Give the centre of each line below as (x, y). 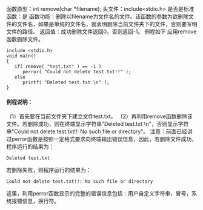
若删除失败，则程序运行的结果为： (49, 170)
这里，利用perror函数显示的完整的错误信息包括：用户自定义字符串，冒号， (99, 194)
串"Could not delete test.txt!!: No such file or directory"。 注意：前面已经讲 (99, 131)
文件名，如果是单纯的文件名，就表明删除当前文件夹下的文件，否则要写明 (107, 24)
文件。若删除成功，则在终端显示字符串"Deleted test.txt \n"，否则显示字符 (98, 124)
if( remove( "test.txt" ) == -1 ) (58, 67)
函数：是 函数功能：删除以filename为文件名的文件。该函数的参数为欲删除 (98, 16)
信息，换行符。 (41, 201)
